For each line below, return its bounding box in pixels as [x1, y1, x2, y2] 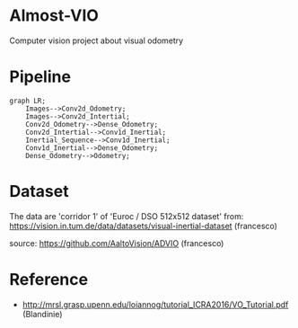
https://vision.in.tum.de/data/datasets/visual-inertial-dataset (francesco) [9, 220, 278, 231]
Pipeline [9, 66, 72, 87]
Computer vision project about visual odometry [9, 35, 184, 46]
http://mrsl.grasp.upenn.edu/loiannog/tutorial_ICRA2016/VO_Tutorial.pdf [22, 298, 289, 310]
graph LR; [9, 96, 47, 105]
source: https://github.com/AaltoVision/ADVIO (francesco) [9, 237, 224, 248]
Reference [9, 270, 88, 289]
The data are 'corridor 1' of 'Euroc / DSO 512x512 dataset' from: [9, 210, 244, 221]
